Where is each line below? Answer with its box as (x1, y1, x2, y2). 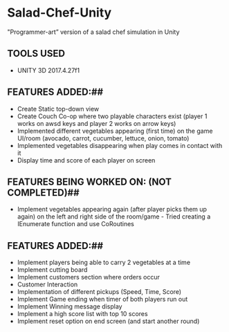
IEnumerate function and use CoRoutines (17, 220, 135, 228)
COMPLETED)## (7, 187, 80, 199)
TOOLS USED (7, 48, 66, 59)
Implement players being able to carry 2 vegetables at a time (17, 258, 191, 267)
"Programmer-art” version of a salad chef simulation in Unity (7, 28, 180, 36)
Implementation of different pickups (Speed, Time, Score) (17, 288, 182, 296)
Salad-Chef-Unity (7, 5, 112, 21)
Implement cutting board (17, 266, 88, 274)
